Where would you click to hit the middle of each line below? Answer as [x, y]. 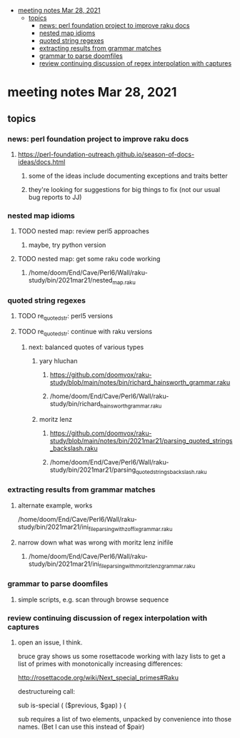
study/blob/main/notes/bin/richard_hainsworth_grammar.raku [140, 382]
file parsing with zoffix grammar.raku [130, 529]
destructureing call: [46, 691]
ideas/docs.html [41, 162]
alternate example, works [55, 505]
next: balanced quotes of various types [86, 347]
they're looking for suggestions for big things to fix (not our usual [124, 189]
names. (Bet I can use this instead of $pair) [81, 727]
